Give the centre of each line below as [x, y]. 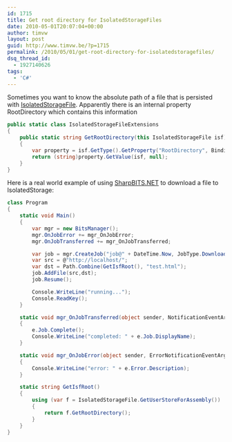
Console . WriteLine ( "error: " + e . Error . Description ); [111, 368]
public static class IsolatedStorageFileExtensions [83, 125]
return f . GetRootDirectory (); [87, 413]
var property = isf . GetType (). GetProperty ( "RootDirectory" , [120, 150]
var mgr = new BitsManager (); [75, 229]
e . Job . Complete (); [58, 330]
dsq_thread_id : [29, 59]
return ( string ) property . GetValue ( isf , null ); [100, 157]
